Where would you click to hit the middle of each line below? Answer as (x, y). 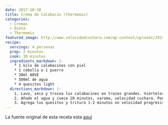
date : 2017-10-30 (23, 10)
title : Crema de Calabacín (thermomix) (47, 14)
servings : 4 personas (32, 47)
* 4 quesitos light (34, 84)
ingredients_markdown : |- (37, 61)
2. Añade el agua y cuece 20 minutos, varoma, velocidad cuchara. (85, 98)
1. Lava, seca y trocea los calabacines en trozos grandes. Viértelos (89, 93)
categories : (17, 19)
